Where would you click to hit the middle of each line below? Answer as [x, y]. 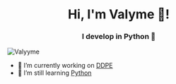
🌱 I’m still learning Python [54, 73]
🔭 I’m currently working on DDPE [65, 66]
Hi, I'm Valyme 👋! [119, 14]
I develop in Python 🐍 [119, 37]
